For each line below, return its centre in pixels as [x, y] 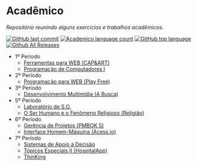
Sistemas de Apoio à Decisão [59, 144]
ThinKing [35, 157]
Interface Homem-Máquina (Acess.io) [70, 132]
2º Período [28, 75]
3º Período [28, 87]
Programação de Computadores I [64, 69]
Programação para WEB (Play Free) [67, 82]
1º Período [27, 56]
